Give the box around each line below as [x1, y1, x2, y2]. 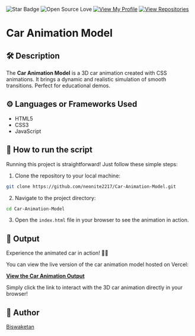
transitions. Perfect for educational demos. [6, 82, 111, 89]
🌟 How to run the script [6, 145, 93, 155]
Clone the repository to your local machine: [14, 172, 120, 179]
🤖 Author [6, 308, 40, 318]
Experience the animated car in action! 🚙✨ [6, 249, 108, 256]
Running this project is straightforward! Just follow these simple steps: [6, 160, 178, 167]
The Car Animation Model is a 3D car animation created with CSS [6, 69, 167, 77]
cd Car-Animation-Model [6, 205, 65, 212]
